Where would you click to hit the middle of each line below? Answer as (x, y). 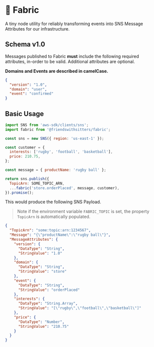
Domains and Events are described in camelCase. (57, 71)
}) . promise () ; (20, 192)
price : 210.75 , (25, 157)
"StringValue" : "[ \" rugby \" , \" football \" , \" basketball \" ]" (80, 308)
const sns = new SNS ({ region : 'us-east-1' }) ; (55, 138)
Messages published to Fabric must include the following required (72, 56)
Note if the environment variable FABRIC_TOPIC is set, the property (83, 212)
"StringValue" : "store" (42, 272)
